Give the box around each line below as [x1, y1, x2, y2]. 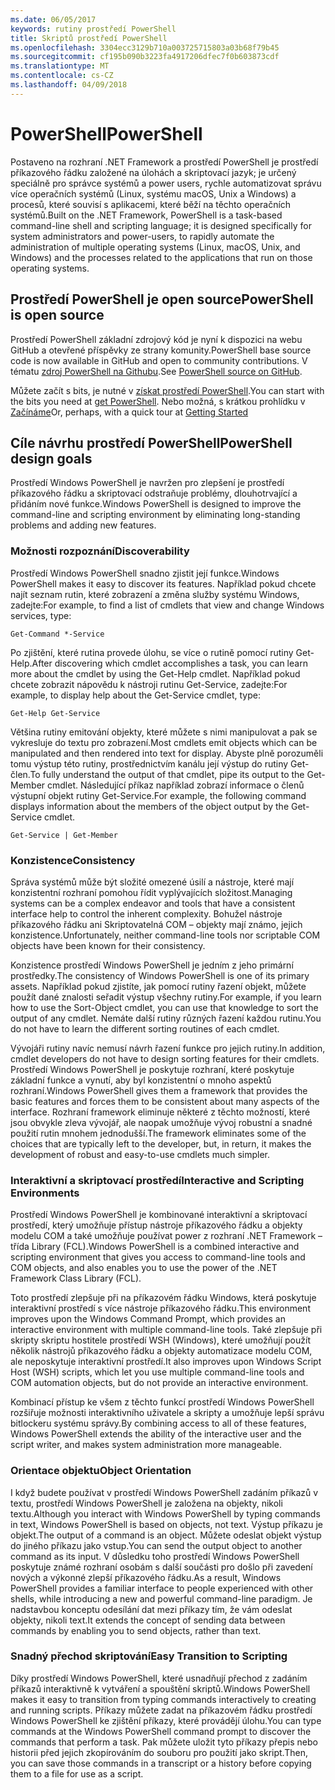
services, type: [10, 609, 72, 621]
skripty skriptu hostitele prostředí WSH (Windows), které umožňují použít [10, 1334, 311, 1346]
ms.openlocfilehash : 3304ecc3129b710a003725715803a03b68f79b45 [10, 42, 280, 53]
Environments [10, 1186, 80, 1200]
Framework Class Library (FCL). [10, 1272, 142, 1285]
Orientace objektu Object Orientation [10, 1464, 192, 1478]
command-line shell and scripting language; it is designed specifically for [10, 219, 312, 231]
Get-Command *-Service [10, 629, 105, 639]
